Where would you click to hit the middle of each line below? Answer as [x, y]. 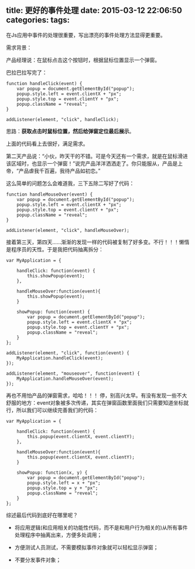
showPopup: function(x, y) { [52, 472]
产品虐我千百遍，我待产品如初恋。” [59, 171]
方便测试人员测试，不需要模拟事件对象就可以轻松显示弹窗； [86, 547]
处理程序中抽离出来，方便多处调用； [58, 535]
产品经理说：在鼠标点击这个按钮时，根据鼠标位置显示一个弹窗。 [83, 60]
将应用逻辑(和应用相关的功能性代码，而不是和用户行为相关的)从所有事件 [101, 527]
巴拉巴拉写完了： [27, 72]
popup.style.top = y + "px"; [63, 488]
